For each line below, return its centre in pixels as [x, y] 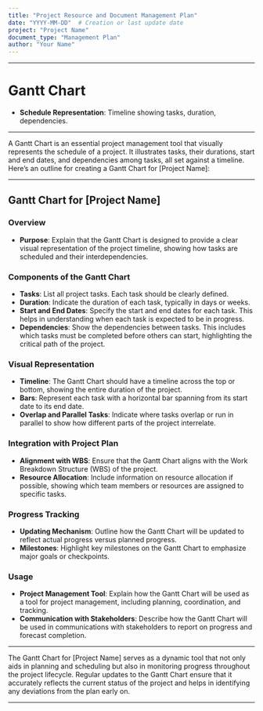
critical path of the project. [62, 344]
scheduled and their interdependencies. [84, 257]
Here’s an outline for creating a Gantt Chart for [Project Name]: [109, 169]
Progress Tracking [44, 514]
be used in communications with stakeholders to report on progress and [136, 627]
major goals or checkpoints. [64, 556]
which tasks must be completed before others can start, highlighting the [136, 336]
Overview [27, 223]
